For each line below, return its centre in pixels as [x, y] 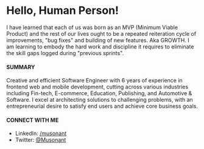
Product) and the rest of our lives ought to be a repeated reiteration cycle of [101, 33]
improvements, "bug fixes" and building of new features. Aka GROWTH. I [98, 40]
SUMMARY [21, 67]
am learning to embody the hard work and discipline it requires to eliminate [100, 47]
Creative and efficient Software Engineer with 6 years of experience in [94, 81]
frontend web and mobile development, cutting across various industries [97, 87]
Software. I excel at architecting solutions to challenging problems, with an [100, 100]
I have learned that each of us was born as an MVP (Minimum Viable [92, 27]
